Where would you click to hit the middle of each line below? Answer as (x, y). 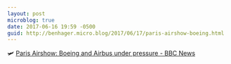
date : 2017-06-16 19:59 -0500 (52, 26)
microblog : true (31, 20)
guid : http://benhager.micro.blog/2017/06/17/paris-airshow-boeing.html (116, 33)
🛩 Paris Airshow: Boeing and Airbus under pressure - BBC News (101, 54)
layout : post (26, 14)
